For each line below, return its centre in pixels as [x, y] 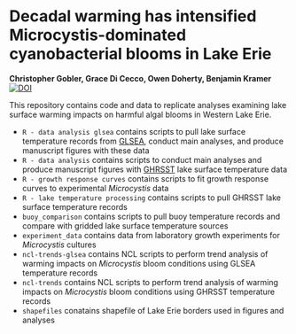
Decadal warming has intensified [133, 16]
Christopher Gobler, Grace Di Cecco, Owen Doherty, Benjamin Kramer [140, 78]
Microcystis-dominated [98, 35]
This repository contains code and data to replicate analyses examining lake [148, 105]
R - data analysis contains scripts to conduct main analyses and [142, 159]
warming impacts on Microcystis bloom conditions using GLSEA [139, 263]
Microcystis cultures [59, 245]
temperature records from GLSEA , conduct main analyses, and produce [152, 141]
